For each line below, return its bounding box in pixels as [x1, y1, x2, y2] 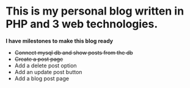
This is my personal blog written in [5, 4, 185, 18]
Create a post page [14, 55, 64, 63]
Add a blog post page [14, 75, 70, 82]
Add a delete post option [14, 62, 77, 69]
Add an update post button [14, 68, 82, 75]
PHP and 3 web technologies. [5, 17, 158, 31]
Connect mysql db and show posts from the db [14, 49, 133, 56]
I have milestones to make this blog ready [5, 37, 114, 44]
